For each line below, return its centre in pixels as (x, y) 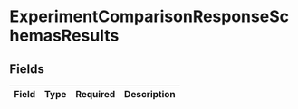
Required (96, 94)
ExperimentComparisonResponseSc (149, 17)
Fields (27, 69)
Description (150, 94)
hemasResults (64, 36)
